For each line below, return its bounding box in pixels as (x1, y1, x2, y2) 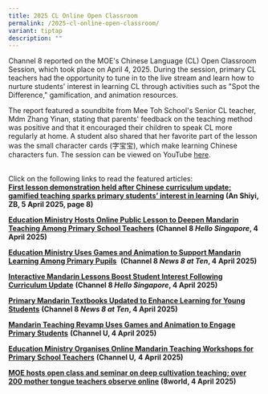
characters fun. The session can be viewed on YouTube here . (8, 150, 211, 160)
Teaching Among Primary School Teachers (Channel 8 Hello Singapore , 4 (8, 224, 258, 234)
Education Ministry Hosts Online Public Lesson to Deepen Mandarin (8, 215, 239, 225)
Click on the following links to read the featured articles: (8, 174, 193, 184)
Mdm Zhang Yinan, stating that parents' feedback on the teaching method (8, 114, 253, 124)
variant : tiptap (8, 26, 63, 35)
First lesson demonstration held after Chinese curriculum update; (8, 182, 232, 193)
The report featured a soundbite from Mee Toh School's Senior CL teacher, (8, 106, 257, 116)
